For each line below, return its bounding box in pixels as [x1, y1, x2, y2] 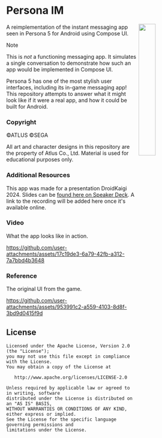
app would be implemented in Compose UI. [6, 65, 113, 73]
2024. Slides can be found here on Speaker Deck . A [6, 191, 135, 198]
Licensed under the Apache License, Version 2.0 [6, 343, 130, 349]
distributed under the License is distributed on [6, 395, 133, 401]
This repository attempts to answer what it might [6, 90, 126, 97]
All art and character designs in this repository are [6, 143, 130, 151]
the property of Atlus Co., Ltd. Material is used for [6, 149, 129, 157]
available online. [6, 203, 46, 211]
